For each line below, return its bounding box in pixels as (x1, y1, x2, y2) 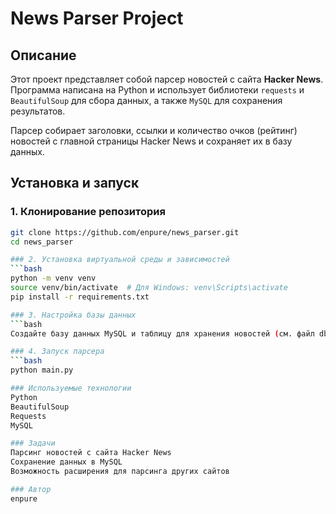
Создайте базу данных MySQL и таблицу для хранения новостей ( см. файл (10, 328, 315, 339)
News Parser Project (10, 7, 184, 30)
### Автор (10, 484, 52, 494)
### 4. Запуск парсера (10, 347, 105, 357)
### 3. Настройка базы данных (10, 310, 137, 320)
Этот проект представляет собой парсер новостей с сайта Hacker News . (10, 73, 324, 85)
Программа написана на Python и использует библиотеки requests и (10, 84, 305, 96)
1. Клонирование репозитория (10, 205, 166, 219)
